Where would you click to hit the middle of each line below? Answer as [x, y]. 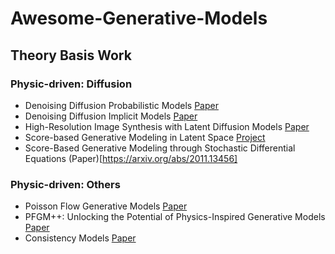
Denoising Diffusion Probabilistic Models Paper [121, 105]
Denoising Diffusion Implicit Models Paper [111, 116]
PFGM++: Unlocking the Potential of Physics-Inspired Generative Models [175, 217]
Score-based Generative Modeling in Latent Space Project [145, 137]
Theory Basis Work [71, 55]
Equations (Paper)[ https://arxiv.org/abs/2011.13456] [131, 158]
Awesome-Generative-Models [139, 18]
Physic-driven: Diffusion [71, 84]
